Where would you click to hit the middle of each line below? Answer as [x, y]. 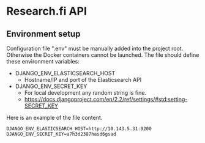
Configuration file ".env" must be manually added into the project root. [95, 48]
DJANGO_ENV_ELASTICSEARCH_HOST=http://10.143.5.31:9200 [79, 129]
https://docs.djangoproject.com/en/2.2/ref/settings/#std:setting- [106, 99]
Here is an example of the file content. [54, 118]
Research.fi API [47, 11]
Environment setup [43, 34]
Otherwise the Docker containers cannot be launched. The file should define [103, 55]
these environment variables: [43, 61]
